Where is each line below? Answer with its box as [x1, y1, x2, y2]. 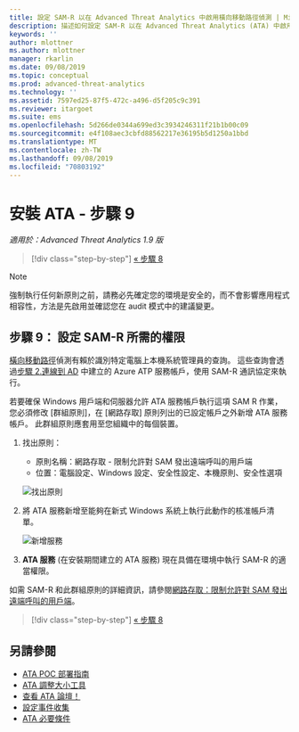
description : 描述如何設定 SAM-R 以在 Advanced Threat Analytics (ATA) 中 [9, 21, 280, 30]
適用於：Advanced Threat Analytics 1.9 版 [9, 234, 164, 245]
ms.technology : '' [9, 87, 77, 96]
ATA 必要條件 [21, 712, 71, 723]
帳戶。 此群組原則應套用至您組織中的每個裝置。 [9, 418, 183, 429]
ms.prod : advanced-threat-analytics [9, 79, 145, 88]
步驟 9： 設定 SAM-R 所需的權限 [9, 329, 185, 344]
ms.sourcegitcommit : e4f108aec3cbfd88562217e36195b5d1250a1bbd [9, 129, 249, 138]
